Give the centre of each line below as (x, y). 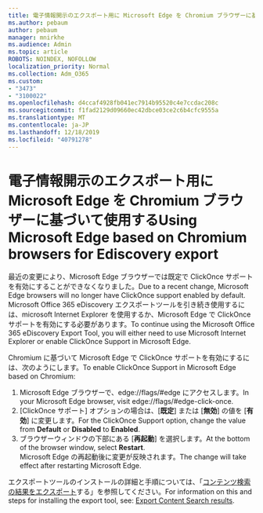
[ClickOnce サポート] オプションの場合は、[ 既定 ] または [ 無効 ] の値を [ (133, 411)
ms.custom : (26, 81)
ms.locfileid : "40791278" (50, 139)
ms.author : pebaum (38, 23)
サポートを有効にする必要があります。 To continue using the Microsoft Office (131, 324)
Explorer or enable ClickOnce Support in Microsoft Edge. (100, 342)
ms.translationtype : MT (47, 118)
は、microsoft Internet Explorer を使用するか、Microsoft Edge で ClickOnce (130, 314)
